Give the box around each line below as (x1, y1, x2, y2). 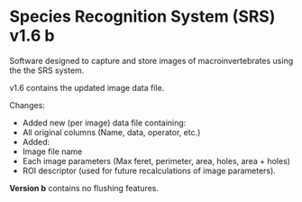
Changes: (9, 99, 45, 110)
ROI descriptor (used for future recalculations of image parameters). (22, 165, 277, 176)
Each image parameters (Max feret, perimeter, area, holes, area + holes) (22, 155, 291, 166)
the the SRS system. (9, 65, 85, 76)
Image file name (22, 146, 83, 157)
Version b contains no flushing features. (9, 182, 160, 193)
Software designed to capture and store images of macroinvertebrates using (9, 55, 294, 66)
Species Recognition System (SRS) (9, 6, 276, 27)
